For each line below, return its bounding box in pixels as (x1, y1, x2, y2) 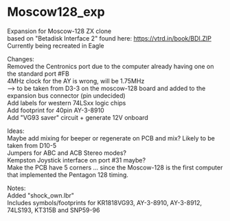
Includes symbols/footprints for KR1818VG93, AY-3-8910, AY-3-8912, (7, 198, 203, 207)
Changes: (7, 54, 34, 63)
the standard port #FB (7, 70, 70, 78)
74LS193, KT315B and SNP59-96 (7, 206, 100, 214)
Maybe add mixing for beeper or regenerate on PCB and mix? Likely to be (7, 134, 215, 142)
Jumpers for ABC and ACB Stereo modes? (7, 149, 127, 157)
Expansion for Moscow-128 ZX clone (7, 27, 112, 35)
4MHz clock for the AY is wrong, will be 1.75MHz (7, 76, 145, 85)
